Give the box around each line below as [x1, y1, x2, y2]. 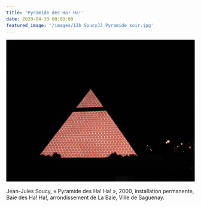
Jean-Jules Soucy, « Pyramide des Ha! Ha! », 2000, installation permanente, [6, 188, 194, 195]
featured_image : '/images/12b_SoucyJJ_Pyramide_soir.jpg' [6, 22, 154, 28]
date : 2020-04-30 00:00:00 [6, 16, 74, 22]
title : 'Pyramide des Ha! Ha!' [6, 10, 84, 16]
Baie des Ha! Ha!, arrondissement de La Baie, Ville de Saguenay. [6, 194, 165, 201]
